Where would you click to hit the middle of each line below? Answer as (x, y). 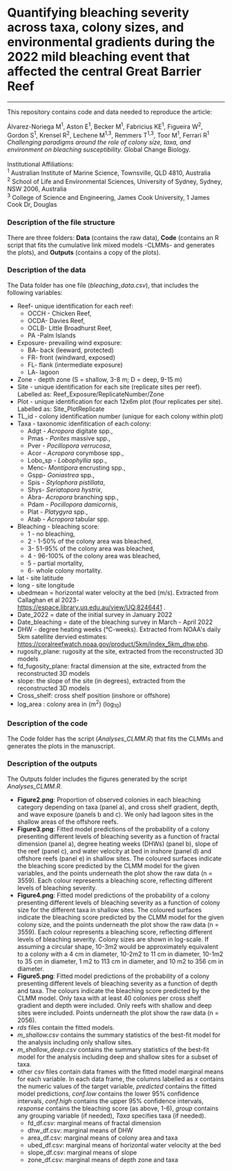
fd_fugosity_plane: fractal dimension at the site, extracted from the (112, 666)
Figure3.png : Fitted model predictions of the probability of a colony (113, 829)
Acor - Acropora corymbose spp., (76, 453)
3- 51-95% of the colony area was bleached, (91, 548)
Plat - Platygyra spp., (58, 511)
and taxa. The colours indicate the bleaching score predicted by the (114, 990)
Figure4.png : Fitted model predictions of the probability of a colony (113, 895)
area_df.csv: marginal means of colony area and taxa (103, 1137)
